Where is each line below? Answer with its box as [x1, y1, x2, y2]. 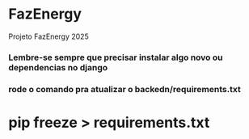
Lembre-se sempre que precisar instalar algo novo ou [8, 52, 223, 63]
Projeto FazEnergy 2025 [8, 32, 89, 41]
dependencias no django [8, 61, 108, 73]
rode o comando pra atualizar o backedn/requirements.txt [8, 83, 241, 95]
